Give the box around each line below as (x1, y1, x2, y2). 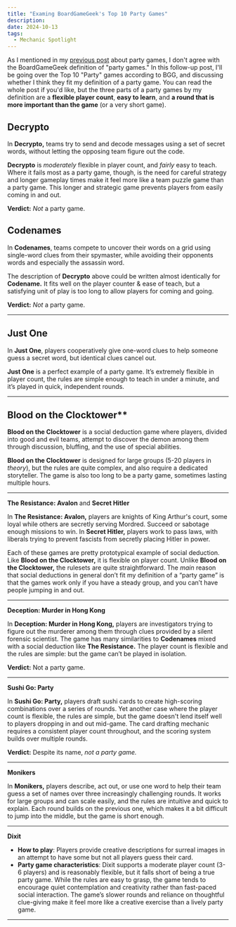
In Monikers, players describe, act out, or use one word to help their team (7, 782, 221, 791)
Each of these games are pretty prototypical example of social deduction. (7, 549, 220, 557)
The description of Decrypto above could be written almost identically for (7, 271, 221, 280)
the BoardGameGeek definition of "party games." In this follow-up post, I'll (7, 63, 223, 72)
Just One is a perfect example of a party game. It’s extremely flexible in (7, 367, 214, 376)
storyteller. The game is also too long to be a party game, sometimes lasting (7, 471, 227, 480)
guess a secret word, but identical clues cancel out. (7, 353, 157, 362)
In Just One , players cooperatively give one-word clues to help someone (7, 346, 218, 354)
